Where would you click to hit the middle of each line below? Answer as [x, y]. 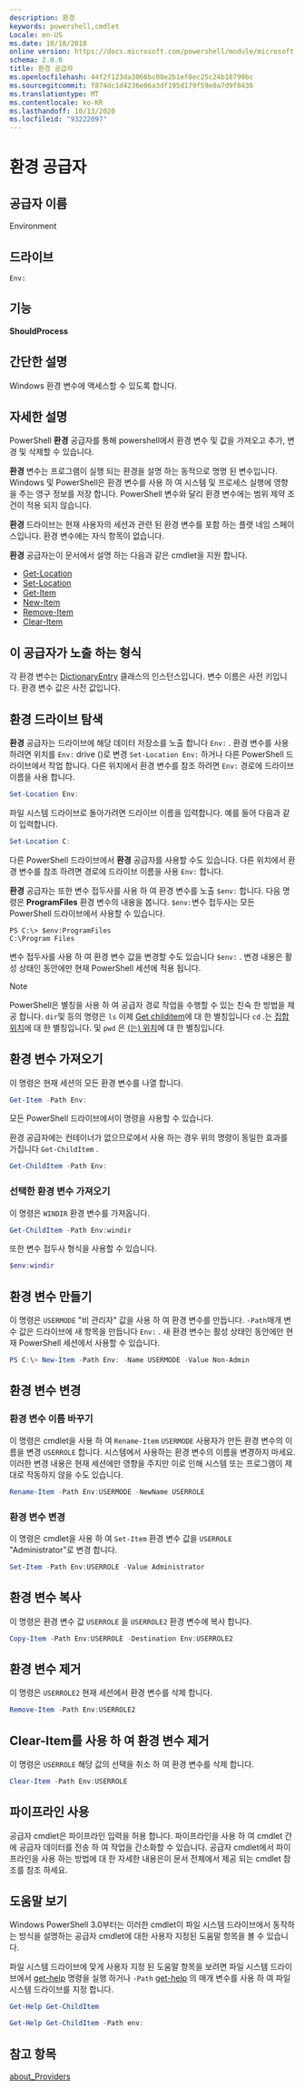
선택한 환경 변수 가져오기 [60, 1191]
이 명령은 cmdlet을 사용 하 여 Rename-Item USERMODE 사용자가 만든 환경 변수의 [146, 1440]
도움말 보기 [39, 1901]
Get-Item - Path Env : [49, 1100]
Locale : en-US [36, 35]
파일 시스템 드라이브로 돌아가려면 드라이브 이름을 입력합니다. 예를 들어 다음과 [145, 813]
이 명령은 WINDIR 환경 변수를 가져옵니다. [80, 1213]
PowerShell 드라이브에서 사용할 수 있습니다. [87, 913]
